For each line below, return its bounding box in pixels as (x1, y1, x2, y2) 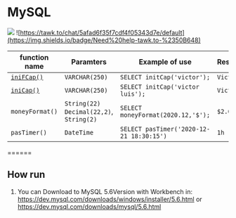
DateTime (64, 128, 93, 136)
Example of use (138, 57, 192, 67)
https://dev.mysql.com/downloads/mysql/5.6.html (17, 202, 162, 211)
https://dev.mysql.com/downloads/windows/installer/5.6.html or (17, 195, 202, 203)
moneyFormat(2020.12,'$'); (120, 110, 211, 119)
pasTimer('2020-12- (145, 124, 211, 133)
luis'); (120, 89, 146, 98)
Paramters (71, 57, 107, 67)
